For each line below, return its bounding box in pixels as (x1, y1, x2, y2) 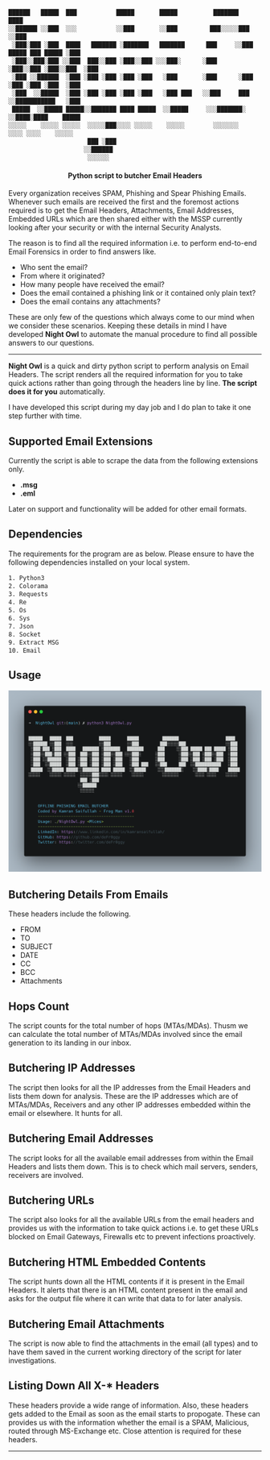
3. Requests (8, 590, 48, 598)
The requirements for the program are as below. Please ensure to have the (8, 549, 255, 558)
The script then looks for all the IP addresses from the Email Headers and (8, 1082, 251, 1092)
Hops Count (8, 999, 70, 1013)
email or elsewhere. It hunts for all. (8, 1108, 123, 1118)
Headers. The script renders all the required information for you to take (8, 370, 243, 380)
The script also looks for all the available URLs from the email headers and (8, 1215, 255, 1225)
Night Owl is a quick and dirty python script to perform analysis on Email (8, 361, 249, 371)
